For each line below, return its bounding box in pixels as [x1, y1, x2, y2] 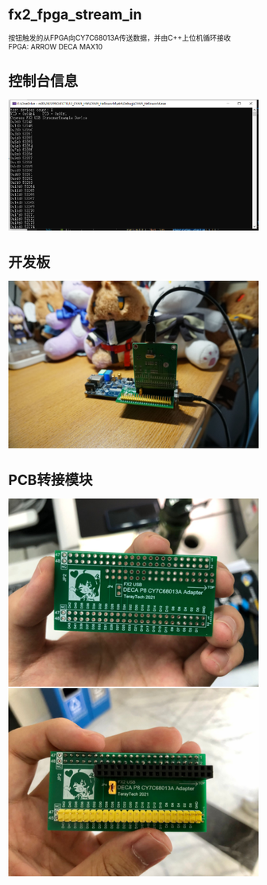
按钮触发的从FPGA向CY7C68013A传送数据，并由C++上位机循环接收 [8, 33, 231, 42]
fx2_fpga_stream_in [8, 6, 142, 24]
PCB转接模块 [8, 472, 93, 489]
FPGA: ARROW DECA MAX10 [8, 41, 103, 51]
